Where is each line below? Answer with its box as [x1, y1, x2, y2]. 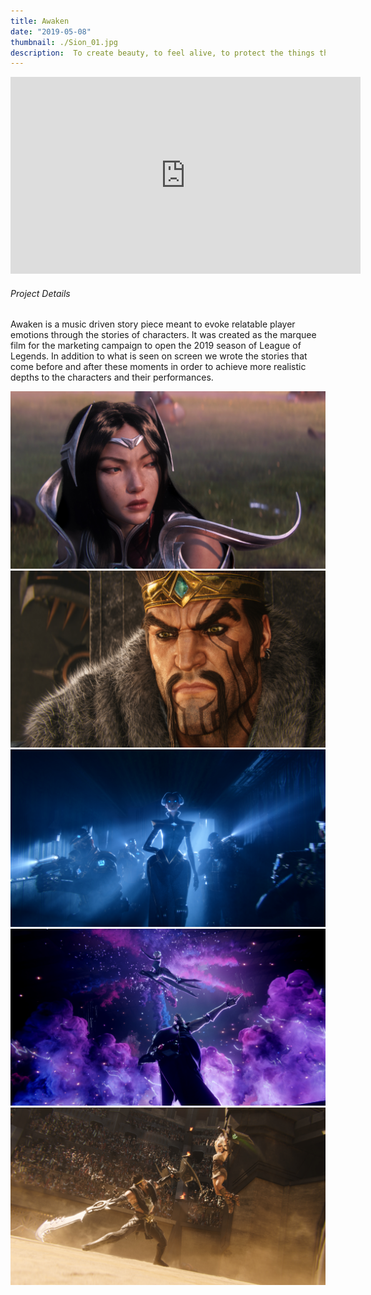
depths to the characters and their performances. [10, 371, 214, 384]
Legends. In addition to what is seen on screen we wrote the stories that [10, 350, 308, 362]
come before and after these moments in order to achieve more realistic [10, 361, 307, 373]
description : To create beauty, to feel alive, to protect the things [10, 48, 315, 58]
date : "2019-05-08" [10, 26, 92, 37]
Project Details [10, 287, 71, 299]
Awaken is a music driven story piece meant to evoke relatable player [10, 318, 296, 330]
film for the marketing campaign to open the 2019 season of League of [10, 340, 302, 352]
